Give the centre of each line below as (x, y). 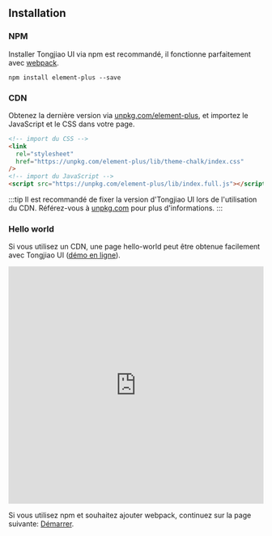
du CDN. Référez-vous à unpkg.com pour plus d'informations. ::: (116, 208)
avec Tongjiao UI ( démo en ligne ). (65, 255)
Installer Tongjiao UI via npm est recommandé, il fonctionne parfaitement (130, 54)
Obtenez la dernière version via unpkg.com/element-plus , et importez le (128, 115)
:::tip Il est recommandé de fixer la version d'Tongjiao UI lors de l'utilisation (133, 200)
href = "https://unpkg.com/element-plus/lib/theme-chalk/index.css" (130, 161)
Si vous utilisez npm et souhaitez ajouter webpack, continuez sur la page (130, 515)
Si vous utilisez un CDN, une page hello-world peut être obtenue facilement (134, 247)
